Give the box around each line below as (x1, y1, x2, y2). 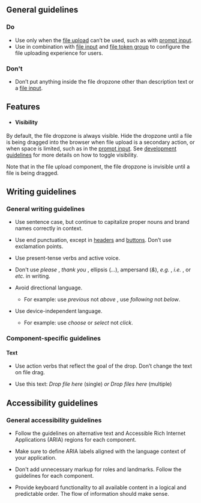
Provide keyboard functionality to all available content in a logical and (14, 484, 187, 491)
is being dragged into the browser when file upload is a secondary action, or (6, 138, 195, 146)
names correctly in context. (14, 225, 83, 232)
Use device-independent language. (14, 307, 103, 315)
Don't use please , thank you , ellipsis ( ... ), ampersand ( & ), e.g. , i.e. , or (14, 266, 191, 273)
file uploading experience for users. (14, 49, 103, 57)
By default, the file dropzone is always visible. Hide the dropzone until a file (6, 132, 192, 139)
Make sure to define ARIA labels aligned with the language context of (14, 448, 186, 455)
